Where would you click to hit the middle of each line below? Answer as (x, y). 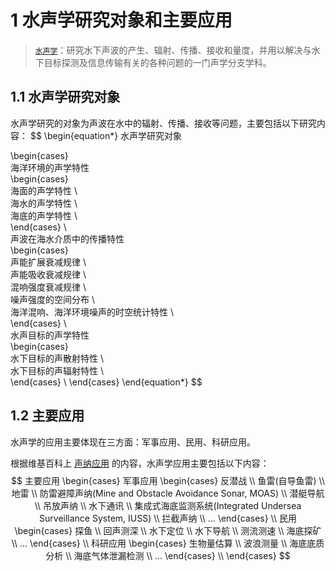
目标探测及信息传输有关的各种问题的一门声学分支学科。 (157, 62)
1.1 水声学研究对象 (65, 97)
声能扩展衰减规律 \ (48, 262)
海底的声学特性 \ (44, 215)
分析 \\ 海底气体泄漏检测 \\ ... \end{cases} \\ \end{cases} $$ (168, 555)
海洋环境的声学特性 (50, 167)
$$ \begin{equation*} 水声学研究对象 (106, 135)
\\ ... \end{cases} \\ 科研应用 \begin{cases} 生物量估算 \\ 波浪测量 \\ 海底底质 (168, 543)
